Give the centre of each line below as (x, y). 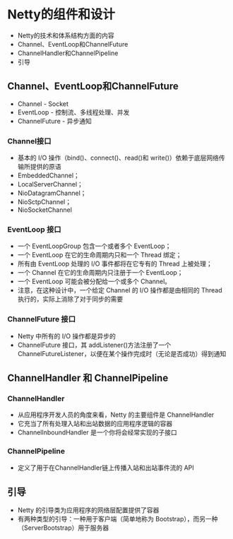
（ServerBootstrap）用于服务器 (63, 528)
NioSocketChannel (45, 210)
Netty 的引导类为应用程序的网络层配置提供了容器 (88, 510)
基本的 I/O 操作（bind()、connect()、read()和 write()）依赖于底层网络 (118, 158)
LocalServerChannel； (50, 184)
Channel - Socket (43, 104)
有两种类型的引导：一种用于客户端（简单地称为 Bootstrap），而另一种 (118, 519)
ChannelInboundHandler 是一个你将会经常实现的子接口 (97, 432)
